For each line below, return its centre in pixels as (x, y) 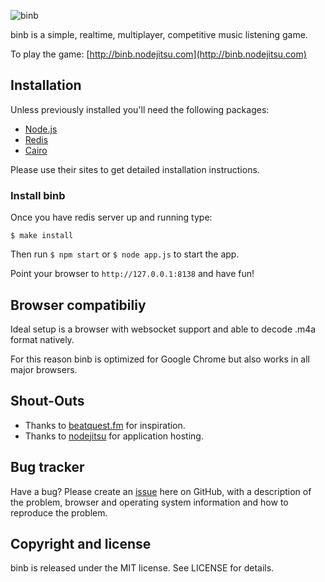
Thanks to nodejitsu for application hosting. (114, 436)
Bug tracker (47, 467)
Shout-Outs (47, 401)
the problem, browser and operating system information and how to (149, 502)
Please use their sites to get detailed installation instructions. (135, 169)
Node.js (41, 129)
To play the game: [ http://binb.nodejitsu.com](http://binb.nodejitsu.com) (158, 54)
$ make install (42, 236)
